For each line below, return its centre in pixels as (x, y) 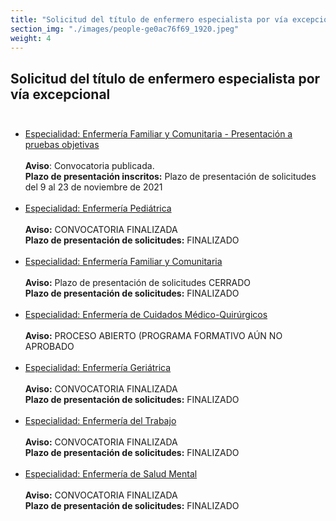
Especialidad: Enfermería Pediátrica (98, 208)
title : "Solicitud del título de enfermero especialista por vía (149, 19)
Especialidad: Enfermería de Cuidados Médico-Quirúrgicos (146, 315)
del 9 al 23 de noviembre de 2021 (93, 187)
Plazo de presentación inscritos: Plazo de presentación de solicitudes (170, 177)
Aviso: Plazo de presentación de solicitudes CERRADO (138, 283)
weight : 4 (31, 38)
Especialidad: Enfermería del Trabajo (100, 421)
